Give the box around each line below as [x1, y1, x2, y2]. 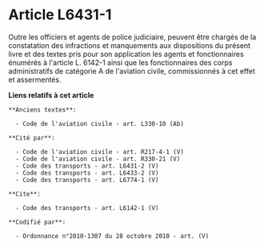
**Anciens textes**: [8, 106, 78, 114]
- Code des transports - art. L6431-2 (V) [15, 162, 159, 170]
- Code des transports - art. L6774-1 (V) [15, 176, 159, 184]
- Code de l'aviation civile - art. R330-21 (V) [15, 155, 181, 163]
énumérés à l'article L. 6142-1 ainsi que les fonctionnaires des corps [8, 58, 233, 67]
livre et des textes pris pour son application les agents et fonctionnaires [8, 49, 244, 59]
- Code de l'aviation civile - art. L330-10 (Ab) [15, 119, 184, 128]
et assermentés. [8, 75, 62, 84]
